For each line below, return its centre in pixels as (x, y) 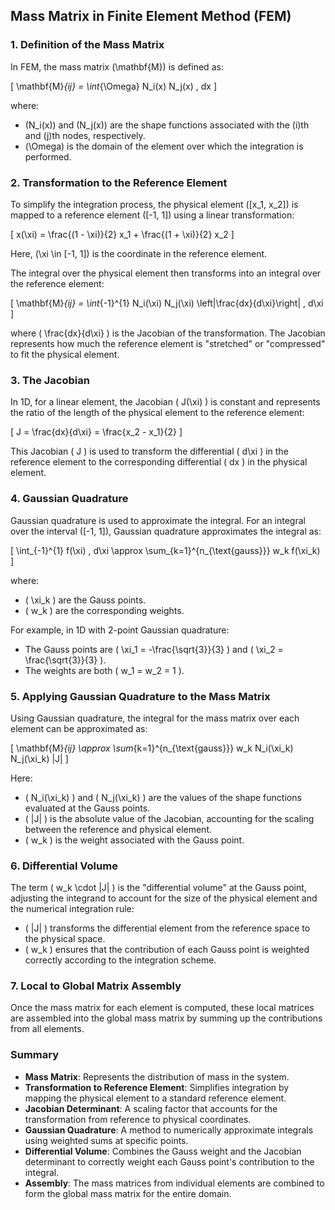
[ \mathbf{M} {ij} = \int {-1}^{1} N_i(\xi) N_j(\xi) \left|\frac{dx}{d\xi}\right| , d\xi (167, 303)
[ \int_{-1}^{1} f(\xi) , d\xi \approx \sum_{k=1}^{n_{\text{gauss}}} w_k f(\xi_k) (165, 550)
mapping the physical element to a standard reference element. (155, 1098)
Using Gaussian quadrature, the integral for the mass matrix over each (155, 718)
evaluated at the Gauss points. (87, 808)
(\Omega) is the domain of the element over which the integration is (164, 146)
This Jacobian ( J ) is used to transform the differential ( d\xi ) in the (149, 451)
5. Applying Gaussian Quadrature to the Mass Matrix (140, 696)
